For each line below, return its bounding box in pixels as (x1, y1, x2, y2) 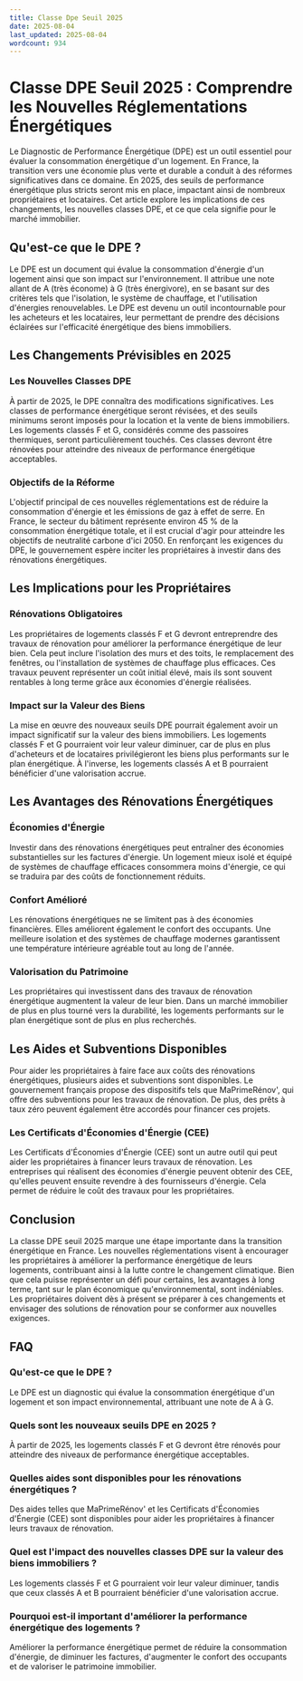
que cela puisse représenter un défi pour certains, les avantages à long (9, 1274, 275, 1285)
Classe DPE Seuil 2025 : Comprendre (9, 78, 293, 98)
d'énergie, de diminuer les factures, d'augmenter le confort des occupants (9, 1651, 288, 1663)
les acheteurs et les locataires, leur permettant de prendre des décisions (9, 312, 280, 323)
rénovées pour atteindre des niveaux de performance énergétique (9, 443, 256, 454)
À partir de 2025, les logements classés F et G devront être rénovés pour (9, 1440, 281, 1451)
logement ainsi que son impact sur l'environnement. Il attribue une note (9, 274, 275, 284)
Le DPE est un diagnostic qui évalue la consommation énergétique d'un (9, 1386, 276, 1397)
